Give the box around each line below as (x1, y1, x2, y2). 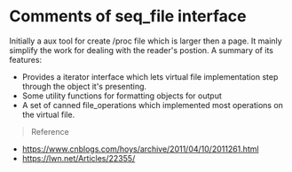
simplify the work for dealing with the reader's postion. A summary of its (9, 44, 273, 55)
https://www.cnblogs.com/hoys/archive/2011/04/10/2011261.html (21, 144, 259, 154)
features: (9, 54, 43, 65)
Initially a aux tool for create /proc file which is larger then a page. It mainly (9, 35, 282, 46)
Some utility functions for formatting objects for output (21, 90, 222, 101)
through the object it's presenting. (21, 81, 147, 91)
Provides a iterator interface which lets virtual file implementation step (21, 71, 279, 82)
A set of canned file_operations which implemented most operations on (21, 99, 284, 110)
